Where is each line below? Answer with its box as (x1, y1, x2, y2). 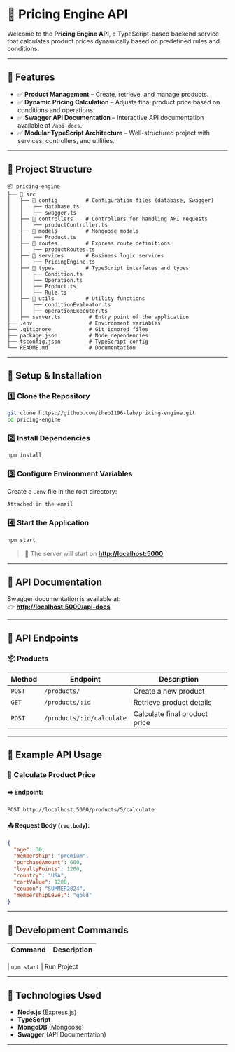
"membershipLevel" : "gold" (13, 891, 92, 898)
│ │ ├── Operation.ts (7, 276, 83, 283)
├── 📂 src (7, 191, 36, 198)
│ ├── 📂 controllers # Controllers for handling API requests (7, 215, 208, 222)
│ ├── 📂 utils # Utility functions (7, 295, 145, 302)
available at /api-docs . (17, 121, 83, 129)
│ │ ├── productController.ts (7, 221, 108, 229)
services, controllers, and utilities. (17, 136, 115, 144)
